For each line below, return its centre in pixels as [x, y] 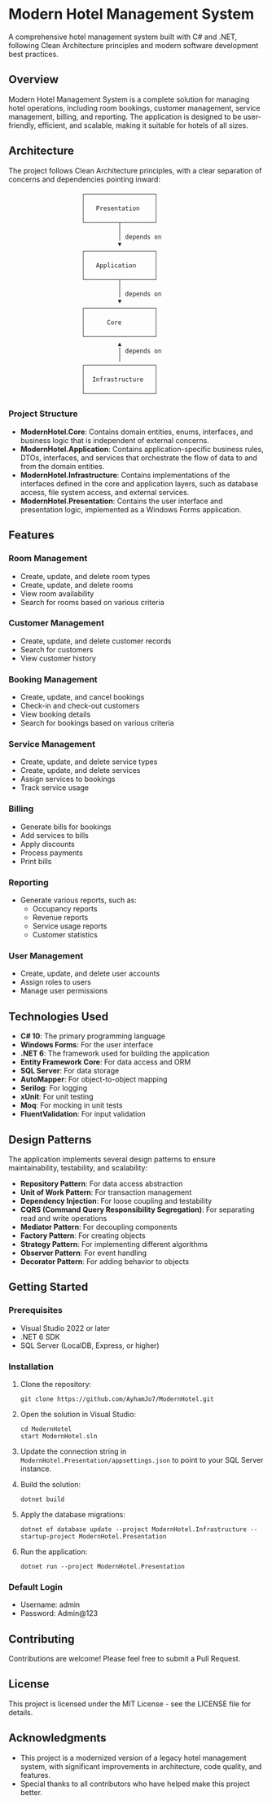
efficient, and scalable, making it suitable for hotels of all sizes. [143, 125]
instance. [35, 1468]
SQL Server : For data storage [70, 1071]
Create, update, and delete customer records [96, 641]
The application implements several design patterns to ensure [112, 1159]
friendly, [22, 125]
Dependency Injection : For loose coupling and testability [116, 1200]
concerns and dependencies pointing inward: [85, 179]
